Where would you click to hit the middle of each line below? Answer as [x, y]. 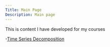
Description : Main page [30, 15]
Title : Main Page [23, 10]
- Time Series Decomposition [35, 39]
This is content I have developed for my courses [55, 29]
